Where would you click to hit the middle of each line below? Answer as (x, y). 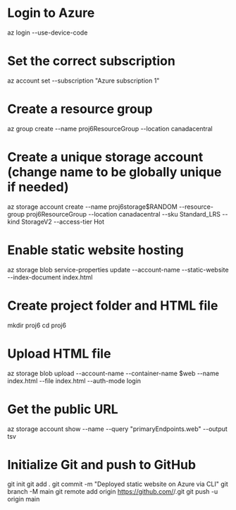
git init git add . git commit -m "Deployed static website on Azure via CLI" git (118, 484)
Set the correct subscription (92, 61)
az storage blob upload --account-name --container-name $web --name (113, 373)
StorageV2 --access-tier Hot (62, 221)
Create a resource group (80, 109)
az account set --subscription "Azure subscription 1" (83, 80)
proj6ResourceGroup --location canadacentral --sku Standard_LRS (123, 214)
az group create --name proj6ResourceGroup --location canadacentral (110, 128)
